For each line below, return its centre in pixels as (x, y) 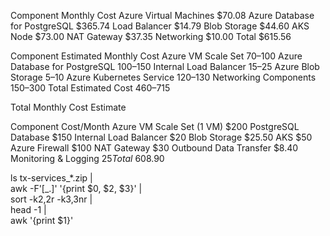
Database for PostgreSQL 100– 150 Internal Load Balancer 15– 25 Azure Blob (165, 66)
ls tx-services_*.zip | (51, 178)
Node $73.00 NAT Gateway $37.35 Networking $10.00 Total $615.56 (151, 36)
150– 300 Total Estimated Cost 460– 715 (90, 88)
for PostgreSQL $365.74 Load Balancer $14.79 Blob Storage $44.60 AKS (160, 26)
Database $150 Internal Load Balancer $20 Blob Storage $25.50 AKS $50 (161, 137)
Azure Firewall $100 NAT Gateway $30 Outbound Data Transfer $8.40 (154, 148)
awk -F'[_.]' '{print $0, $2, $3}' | (76, 188)
